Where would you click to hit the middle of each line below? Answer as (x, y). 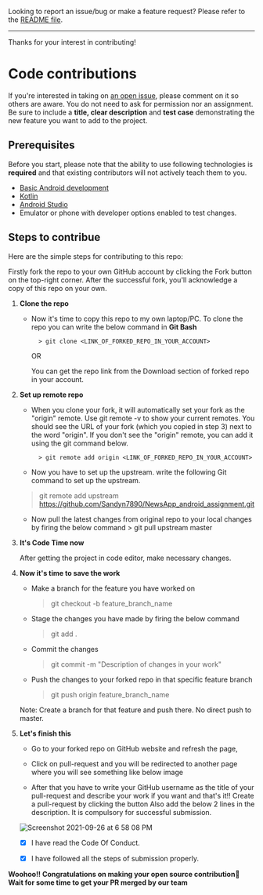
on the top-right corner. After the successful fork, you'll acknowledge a (123, 280)
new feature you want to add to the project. (78, 120)
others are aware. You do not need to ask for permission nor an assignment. (131, 104)
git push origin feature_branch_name (110, 694)
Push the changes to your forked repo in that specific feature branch (142, 679)
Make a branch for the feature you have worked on (113, 588)
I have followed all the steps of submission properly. (115, 858)
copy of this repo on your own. (58, 288)
